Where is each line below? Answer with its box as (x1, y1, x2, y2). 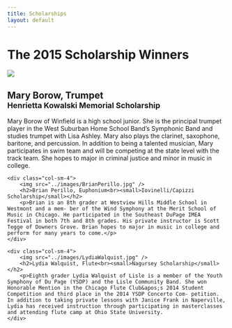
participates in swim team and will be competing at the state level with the (7, 147, 219, 155)
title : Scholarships (7, 10, 68, 17)
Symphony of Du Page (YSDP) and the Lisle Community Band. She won (7, 279, 208, 286)
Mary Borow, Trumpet (7, 89, 104, 101)
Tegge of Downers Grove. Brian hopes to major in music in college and (7, 224, 219, 231)
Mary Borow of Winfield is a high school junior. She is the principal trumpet (7, 117, 222, 125)
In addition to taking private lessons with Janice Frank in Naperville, (7, 297, 226, 304)
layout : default (7, 17, 54, 24)
